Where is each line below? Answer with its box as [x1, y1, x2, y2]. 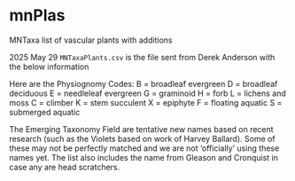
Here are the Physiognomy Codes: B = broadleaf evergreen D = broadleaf [9, 78, 278, 89]
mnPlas [9, 5, 66, 26]
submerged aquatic [9, 106, 81, 117]
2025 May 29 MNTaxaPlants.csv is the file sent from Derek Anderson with [9, 51, 276, 62]
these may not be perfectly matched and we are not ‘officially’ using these [9, 143, 280, 153]
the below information [9, 61, 89, 72]
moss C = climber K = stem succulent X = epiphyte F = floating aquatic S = [9, 97, 283, 107]
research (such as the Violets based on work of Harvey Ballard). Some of [9, 133, 276, 144]
